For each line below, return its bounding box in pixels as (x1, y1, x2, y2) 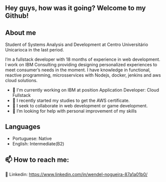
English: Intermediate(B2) (12, 141, 64, 147)
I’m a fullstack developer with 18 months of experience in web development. (5, 56, 161, 62)
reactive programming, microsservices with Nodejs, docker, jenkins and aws (5, 72, 161, 78)
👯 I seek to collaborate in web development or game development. (12, 103, 148, 109)
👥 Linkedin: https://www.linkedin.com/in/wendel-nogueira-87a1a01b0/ (5, 171, 148, 177)
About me (5, 28, 36, 37)
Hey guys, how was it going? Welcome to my (5, 4, 146, 12)
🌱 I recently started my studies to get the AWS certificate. (12, 97, 130, 103)
